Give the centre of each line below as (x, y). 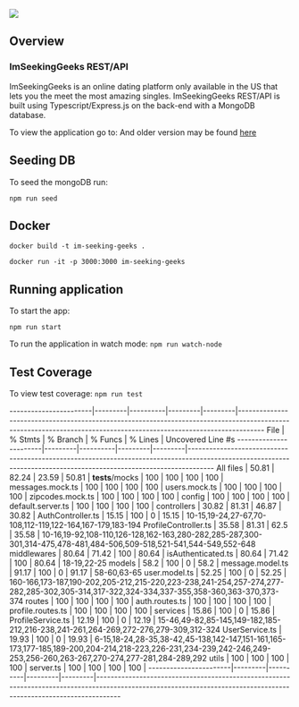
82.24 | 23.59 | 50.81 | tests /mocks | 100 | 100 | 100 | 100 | (116, 477)
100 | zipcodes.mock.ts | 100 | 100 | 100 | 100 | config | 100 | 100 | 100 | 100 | (149, 496)
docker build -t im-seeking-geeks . (77, 246)
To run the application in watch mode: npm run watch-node (116, 344)
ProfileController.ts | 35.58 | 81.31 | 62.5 (215, 524)
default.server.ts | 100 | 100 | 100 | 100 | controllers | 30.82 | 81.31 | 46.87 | (145, 506)
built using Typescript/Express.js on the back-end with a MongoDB (133, 105)
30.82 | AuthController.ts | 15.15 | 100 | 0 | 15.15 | (97, 515)
